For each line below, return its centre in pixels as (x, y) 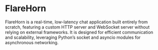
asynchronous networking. (32, 42)
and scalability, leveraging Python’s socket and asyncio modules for (73, 37)
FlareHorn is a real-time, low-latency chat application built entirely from (77, 22)
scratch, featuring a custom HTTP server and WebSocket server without (77, 27)
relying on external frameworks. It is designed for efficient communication (79, 32)
